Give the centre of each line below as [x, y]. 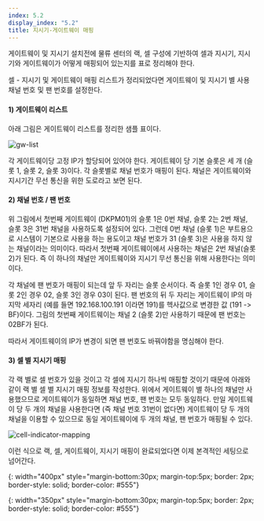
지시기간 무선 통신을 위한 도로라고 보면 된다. [75, 180]
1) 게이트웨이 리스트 [38, 109]
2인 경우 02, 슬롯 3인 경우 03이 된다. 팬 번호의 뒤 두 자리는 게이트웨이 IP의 [130, 294]
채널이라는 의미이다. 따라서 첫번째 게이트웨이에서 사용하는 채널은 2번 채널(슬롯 [136, 248]
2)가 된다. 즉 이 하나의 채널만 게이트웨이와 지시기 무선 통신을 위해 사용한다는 [125, 258]
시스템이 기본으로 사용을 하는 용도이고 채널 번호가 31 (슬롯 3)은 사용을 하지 [130, 238]
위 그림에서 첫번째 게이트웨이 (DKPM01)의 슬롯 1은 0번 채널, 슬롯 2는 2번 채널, [128, 218]
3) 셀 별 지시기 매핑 [37, 360]
